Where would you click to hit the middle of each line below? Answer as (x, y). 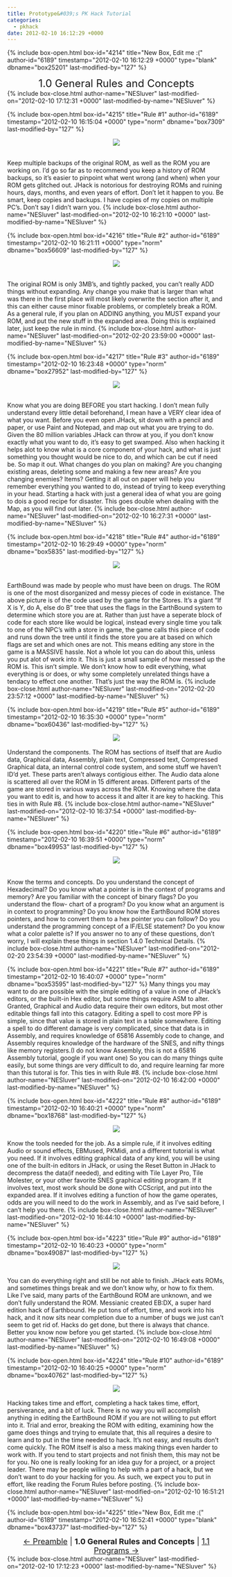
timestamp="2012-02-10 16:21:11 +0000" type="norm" (85, 243)
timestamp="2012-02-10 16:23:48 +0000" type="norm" (87, 364)
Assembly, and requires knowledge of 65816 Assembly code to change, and (116, 1036)
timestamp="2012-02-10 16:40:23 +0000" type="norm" (87, 1246)
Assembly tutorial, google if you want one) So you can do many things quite (115, 1058)
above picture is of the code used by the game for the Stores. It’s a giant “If (114, 600)
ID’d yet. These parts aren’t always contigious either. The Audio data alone (113, 775)
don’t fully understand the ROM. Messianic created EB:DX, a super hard (109, 1303)
